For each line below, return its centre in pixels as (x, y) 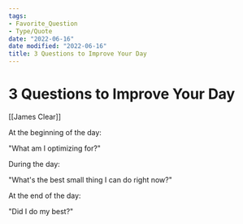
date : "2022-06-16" (41, 39)
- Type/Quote (30, 31)
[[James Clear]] (35, 116)
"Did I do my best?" (41, 211)
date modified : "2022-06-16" (58, 46)
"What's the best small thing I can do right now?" (90, 179)
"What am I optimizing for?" (55, 148)
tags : (17, 16)
